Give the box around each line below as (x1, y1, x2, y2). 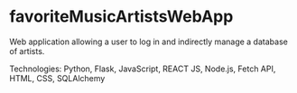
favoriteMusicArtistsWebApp (9, 6, 234, 27)
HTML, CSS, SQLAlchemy (9, 72, 106, 83)
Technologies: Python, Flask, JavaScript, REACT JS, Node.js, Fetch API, (9, 63, 276, 74)
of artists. (9, 45, 45, 56)
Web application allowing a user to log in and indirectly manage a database (9, 36, 289, 47)
